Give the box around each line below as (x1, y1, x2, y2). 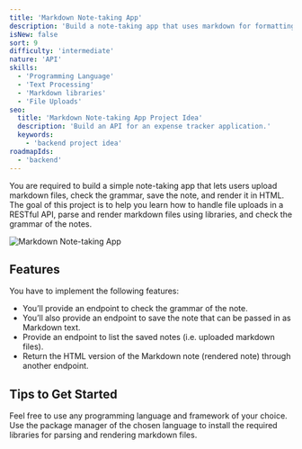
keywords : (17, 130, 54, 139)
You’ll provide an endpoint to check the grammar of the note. (22, 303, 249, 314)
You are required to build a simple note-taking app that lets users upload (9, 180, 278, 191)
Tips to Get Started (9, 386, 118, 401)
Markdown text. (22, 322, 81, 333)
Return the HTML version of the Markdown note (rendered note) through (22, 351, 291, 362)
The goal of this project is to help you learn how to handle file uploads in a (9, 199, 284, 210)
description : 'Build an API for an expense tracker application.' (17, 122, 271, 131)
